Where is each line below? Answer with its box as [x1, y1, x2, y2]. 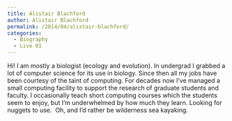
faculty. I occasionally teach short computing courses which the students [7, 91, 218, 99]
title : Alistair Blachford [7, 10, 86, 17]
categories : [7, 29, 42, 37]
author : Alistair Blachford [7, 17, 89, 24]
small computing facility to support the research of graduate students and [7, 84, 219, 92]
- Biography [13, 36, 49, 43]
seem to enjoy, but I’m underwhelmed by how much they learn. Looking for [7, 99, 222, 106]
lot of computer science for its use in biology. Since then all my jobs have [7, 69, 217, 77]
